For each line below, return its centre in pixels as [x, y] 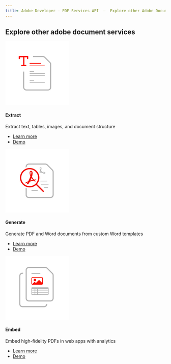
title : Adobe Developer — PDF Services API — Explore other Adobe [79, 11]
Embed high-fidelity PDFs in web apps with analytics [61, 341]
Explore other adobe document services [70, 32]
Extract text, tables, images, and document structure [60, 126]
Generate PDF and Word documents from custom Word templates [74, 234]
